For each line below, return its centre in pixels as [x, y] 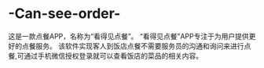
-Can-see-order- [64, 14]
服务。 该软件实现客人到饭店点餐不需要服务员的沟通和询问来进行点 [143, 46]
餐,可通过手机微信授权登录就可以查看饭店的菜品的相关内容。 [106, 55]
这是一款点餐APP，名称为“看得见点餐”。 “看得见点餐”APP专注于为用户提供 [128, 36]
